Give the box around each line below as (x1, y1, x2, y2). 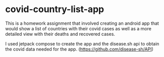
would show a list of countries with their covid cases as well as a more (5, 25, 151, 31)
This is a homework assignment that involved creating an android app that (5, 20, 159, 26)
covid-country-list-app (5, 4, 104, 15)
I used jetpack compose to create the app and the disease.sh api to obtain (5, 40, 159, 46)
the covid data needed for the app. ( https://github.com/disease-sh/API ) (5, 46, 154, 52)
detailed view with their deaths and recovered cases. (5, 31, 115, 37)
